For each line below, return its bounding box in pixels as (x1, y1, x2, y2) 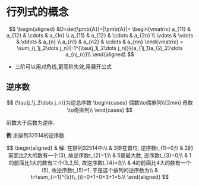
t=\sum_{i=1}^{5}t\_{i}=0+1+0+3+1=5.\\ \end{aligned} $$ (30, 173, 169, 180)
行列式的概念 (6, 5, 70, 19)
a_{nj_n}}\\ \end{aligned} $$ (65, 51, 135, 58)
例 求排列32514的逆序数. (6, 131, 67, 138)
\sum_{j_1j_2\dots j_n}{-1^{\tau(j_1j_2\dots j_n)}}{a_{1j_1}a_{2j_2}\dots (17, 44, 183, 51)
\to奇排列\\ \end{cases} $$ (67, 106, 132, 114)
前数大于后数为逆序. (6, 119, 55, 126)
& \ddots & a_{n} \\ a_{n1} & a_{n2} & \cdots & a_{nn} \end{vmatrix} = (16, 38, 184, 45)
